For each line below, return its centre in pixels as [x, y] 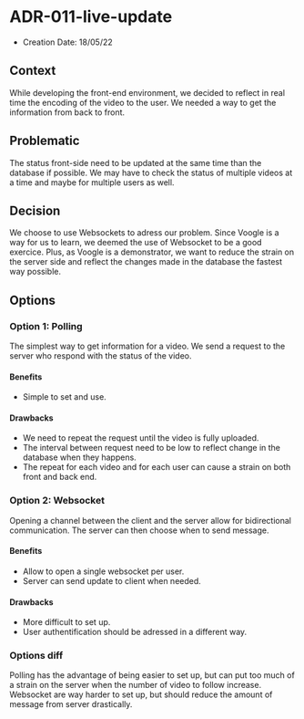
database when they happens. [79, 457]
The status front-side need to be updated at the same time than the [136, 162]
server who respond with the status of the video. [101, 356]
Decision [35, 210]
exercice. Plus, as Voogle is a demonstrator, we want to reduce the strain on [152, 252]
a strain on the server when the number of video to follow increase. [136, 685]
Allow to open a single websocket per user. [103, 571]
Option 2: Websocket [57, 501]
